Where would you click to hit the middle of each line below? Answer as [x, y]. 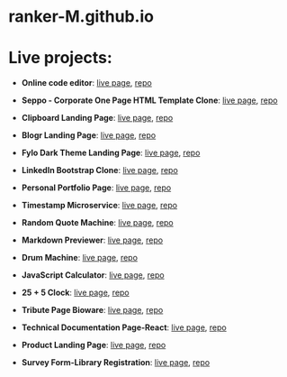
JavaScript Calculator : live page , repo [93, 275]
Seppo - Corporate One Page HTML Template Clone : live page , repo [149, 100]
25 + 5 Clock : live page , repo [75, 293]
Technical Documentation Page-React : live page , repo [124, 327]
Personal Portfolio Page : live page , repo [96, 188]
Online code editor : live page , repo [86, 83]
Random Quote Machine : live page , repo [98, 223]
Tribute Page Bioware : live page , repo [92, 310]
